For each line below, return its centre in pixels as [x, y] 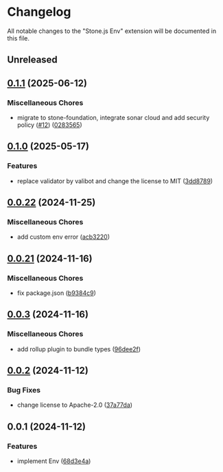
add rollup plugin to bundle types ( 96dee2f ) [79, 349]
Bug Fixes [24, 390]
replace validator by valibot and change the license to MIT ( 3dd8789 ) [115, 181]
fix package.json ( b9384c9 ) [56, 293]
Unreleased [33, 60]
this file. [18, 38]
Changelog [39, 12]
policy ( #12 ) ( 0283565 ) [49, 125]
